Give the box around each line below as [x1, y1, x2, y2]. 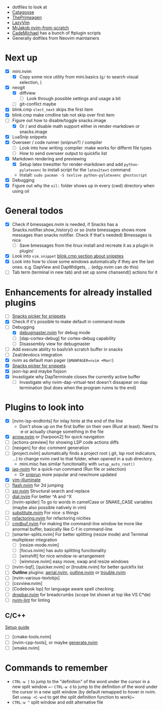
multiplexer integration [12, 536, 57, 543]
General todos [5, 205, 63, 217]
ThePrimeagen [12, 15, 42, 20]
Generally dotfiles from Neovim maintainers [12, 35, 100, 41]
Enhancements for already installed [5, 287, 152, 298]
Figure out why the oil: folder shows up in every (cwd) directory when [12, 183, 155, 188]
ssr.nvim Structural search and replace [12, 488, 90, 494]
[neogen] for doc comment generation [12, 445, 89, 451]
